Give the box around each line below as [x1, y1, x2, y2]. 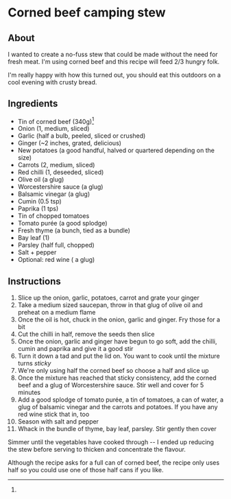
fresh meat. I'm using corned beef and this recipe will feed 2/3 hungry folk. [8, 58, 220, 66]
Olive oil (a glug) [17, 175, 64, 184]
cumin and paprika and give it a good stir [17, 345, 134, 353]
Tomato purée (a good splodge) [17, 219, 108, 228]
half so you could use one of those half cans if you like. [8, 466, 164, 474]
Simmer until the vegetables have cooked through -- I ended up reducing [8, 438, 215, 446]
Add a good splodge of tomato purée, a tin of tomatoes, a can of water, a [17, 395, 224, 404]
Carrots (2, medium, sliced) [17, 161, 95, 169]
